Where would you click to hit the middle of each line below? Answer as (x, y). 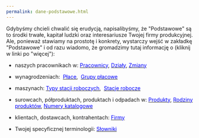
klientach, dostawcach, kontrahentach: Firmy (70, 117)
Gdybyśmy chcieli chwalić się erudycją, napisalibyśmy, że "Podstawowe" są (99, 28)
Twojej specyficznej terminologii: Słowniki (66, 129)
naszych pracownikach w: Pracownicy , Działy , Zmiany (81, 65)
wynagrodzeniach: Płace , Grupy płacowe (66, 76)
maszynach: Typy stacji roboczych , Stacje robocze (78, 88)
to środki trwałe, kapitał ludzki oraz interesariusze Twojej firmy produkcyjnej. (99, 35)
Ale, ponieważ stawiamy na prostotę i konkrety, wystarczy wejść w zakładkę (99, 41)
